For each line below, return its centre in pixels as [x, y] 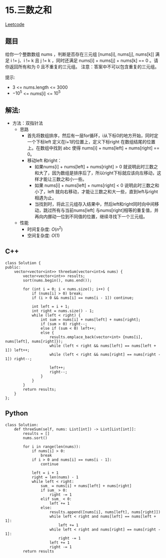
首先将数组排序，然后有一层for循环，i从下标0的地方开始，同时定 [93, 136]
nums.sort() [35, 438]
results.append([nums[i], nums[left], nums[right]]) [105, 512]
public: [13, 267]
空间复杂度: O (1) [44, 235]
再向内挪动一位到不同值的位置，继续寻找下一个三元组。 [91, 217]
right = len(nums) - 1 [55, 477]
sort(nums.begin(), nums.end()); [57, 280]
